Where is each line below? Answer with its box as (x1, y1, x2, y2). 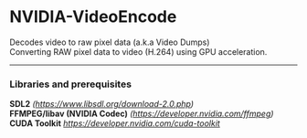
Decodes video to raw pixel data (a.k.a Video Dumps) (9, 37, 210, 48)
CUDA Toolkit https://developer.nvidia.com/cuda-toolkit (9, 118, 221, 129)
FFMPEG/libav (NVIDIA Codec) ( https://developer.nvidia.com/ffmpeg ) (9, 108, 274, 120)
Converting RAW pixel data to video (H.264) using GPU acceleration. (9, 46, 268, 57)
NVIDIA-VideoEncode (9, 6, 177, 27)
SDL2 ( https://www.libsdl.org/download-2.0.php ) (9, 99, 195, 110)
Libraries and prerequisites (9, 78, 132, 90)
